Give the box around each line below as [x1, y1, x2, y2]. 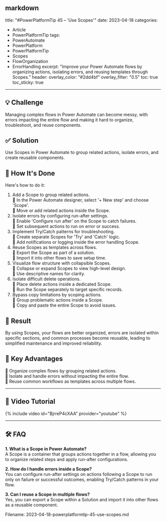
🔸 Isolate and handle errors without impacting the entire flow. [5, 373, 129, 379]
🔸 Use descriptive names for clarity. [12, 271, 85, 277]
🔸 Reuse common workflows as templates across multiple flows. [5, 378, 136, 384]
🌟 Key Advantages [5, 355, 63, 363]
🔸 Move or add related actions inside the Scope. [12, 208, 110, 213]
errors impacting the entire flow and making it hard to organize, [5, 116, 134, 123]
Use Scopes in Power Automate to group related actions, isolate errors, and [5, 150, 159, 156]
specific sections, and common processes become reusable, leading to [5, 335, 151, 341]
